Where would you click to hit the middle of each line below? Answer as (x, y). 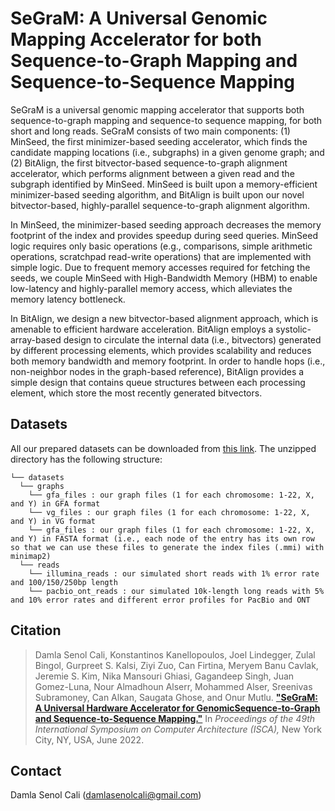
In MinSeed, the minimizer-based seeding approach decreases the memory (166, 224)
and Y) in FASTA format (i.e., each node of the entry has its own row (162, 538)
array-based (36, 339)
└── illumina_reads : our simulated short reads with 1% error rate (174, 573)
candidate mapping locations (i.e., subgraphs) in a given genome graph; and (167, 152)
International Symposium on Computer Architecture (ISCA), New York (178, 729)
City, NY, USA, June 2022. (89, 739)
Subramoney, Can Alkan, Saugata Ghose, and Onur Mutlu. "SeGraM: (176, 697)
